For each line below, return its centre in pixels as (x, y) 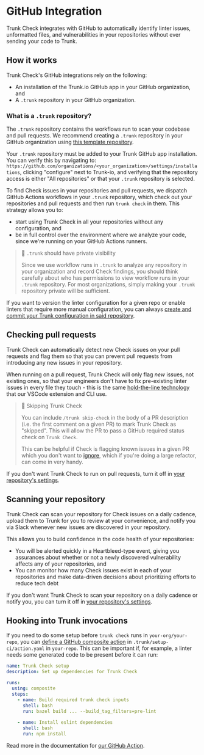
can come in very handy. (52, 462)
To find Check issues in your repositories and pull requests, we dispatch (97, 191)
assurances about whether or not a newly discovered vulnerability (98, 557)
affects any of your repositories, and (61, 564)
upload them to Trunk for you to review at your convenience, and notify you (101, 520)
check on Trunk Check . (49, 437)
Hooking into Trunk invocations (67, 621)
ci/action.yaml (26, 649)
